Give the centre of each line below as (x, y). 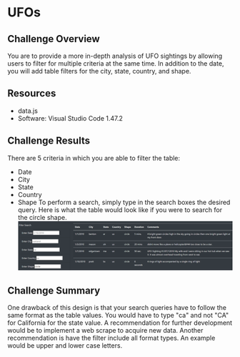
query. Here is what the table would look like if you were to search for (120, 210)
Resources (32, 94)
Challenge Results (49, 141)
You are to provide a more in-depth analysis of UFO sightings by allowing (115, 56)
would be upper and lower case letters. (65, 346)
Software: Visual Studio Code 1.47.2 (70, 118)
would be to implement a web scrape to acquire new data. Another (105, 331)
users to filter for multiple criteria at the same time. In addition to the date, (116, 64)
